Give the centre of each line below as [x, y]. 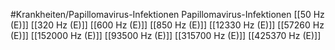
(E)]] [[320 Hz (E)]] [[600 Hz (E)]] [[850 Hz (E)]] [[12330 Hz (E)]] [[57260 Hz [167, 25]
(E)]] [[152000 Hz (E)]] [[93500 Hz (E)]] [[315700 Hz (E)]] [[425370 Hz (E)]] [166, 35]
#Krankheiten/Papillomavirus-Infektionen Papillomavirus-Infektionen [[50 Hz [167, 14]
